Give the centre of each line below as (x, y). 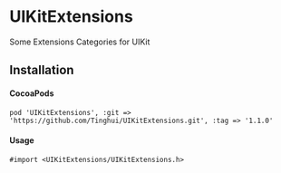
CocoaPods (32, 93)
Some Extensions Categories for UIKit (80, 42)
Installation (42, 70)
